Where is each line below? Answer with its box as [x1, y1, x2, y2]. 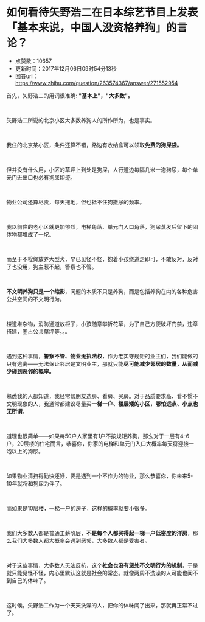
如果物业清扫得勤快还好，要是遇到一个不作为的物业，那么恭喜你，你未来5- [6, 472, 193, 480]
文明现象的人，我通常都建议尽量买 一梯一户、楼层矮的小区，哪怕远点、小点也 [6, 400, 198, 407]
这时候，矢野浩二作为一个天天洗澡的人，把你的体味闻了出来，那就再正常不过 [6, 601, 198, 609]
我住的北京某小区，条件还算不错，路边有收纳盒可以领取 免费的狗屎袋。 [6, 141, 182, 149]
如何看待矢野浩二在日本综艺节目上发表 [6, 5, 199, 19]
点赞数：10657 [15, 57, 52, 65]
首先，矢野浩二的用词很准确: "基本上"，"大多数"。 [6, 92, 133, 99]
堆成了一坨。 [22, 231, 55, 238]
